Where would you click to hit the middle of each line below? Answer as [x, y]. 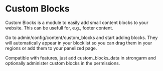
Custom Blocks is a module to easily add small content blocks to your [77, 22]
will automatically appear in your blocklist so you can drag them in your [79, 42]
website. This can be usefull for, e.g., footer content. [59, 27]
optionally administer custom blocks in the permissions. [63, 63]
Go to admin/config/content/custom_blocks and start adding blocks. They [81, 37]
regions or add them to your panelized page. [51, 48]
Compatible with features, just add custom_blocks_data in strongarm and [81, 57]
